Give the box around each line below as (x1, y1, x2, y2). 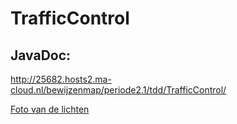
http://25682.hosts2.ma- (10, 73, 112, 85)
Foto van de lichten (10, 103, 90, 115)
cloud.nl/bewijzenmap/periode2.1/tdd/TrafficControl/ (10, 84, 227, 96)
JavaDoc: (10, 47, 72, 64)
